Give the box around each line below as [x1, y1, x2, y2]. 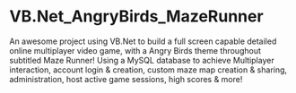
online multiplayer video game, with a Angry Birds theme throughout [9, 45, 262, 55]
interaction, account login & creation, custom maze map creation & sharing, [9, 64, 288, 75]
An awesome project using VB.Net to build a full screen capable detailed [9, 36, 277, 46]
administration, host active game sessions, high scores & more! [9, 73, 243, 84]
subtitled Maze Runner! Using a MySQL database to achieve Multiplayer [9, 55, 275, 65]
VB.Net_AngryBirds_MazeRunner [9, 6, 264, 27]
